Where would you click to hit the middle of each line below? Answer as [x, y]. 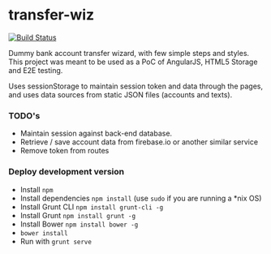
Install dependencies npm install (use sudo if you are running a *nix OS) [141, 198]
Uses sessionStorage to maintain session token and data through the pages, [136, 86]
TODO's [24, 115]
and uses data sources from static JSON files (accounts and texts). [120, 94]
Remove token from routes [65, 151]
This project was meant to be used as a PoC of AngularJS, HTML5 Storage [133, 62]
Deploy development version [67, 172]
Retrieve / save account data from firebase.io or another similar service [139, 142]
